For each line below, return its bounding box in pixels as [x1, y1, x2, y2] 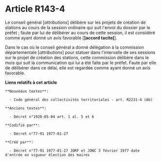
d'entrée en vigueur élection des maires [5, 152, 90, 157]
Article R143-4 [5, 3, 65, 15]
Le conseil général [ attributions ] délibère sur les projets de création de [5, 19, 146, 25]
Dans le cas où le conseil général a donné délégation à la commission [5, 44, 144, 50]
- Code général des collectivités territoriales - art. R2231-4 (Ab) [9, 97, 153, 102]
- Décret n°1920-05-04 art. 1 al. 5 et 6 [9, 114, 95, 119]
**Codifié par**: [5, 123, 40, 128]
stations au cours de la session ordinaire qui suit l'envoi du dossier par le [5, 24, 150, 30]
